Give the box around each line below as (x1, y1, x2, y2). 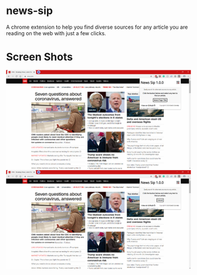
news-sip (6, 4, 53, 18)
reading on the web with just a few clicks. (6, 29, 107, 36)
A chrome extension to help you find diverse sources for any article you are (6, 23, 188, 30)
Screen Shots (6, 50, 73, 64)
